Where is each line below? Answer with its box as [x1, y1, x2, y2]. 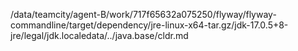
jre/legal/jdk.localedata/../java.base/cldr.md [10, 30, 189, 41]
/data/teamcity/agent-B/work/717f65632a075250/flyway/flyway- [10, 9, 277, 20]
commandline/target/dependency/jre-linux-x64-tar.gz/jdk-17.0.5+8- [10, 19, 289, 31]
